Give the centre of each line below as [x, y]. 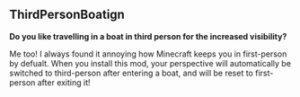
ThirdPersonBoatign [67, 15]
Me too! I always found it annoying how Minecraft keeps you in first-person [148, 54]
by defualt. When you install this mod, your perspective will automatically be [150, 63]
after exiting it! [64, 82]
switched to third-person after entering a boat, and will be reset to [132, 73]
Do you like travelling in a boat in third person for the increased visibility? [148, 36]
